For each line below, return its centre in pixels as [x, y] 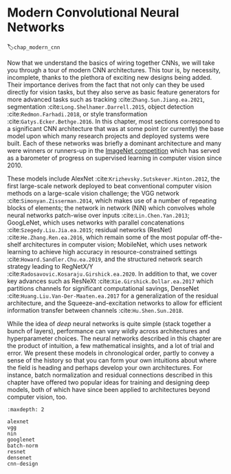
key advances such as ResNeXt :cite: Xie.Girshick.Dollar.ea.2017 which [110, 281]
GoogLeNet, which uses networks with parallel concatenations [96, 223]
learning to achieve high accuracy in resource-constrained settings [102, 251]
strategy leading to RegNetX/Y [51, 266]
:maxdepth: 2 [26, 409]
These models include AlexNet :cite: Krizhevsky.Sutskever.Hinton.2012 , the [113, 178]
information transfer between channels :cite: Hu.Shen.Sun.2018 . [96, 310]
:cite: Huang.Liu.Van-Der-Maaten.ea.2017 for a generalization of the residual [113, 296]
